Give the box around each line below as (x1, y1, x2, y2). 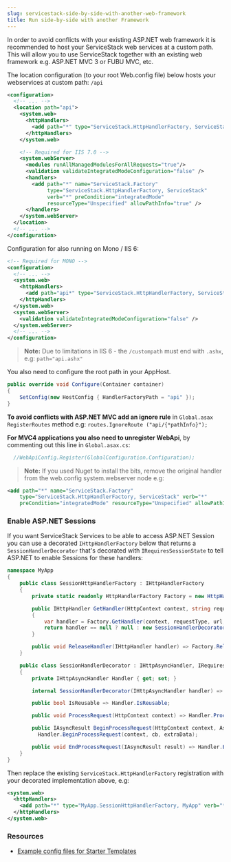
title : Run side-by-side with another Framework (7, 17, 149, 23)
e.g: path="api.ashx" (23, 354, 83, 362)
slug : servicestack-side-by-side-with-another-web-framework (7, 10, 186, 17)
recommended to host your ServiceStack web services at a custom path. (7, 43, 214, 51)
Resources (7, 831, 44, 841)
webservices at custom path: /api (7, 78, 103, 86)
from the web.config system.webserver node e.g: (23, 473, 164, 482)
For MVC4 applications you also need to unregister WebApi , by (7, 433, 190, 442)
